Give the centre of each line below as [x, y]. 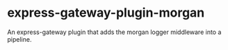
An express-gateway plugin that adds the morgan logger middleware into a [114, 32]
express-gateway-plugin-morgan [106, 13]
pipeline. [19, 39]
